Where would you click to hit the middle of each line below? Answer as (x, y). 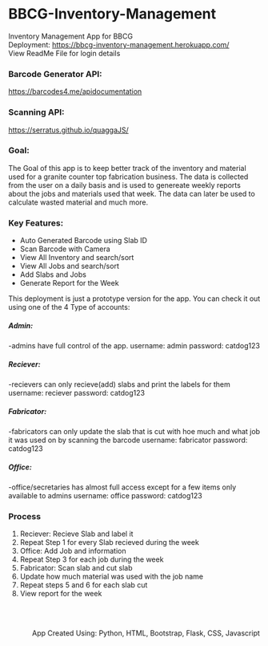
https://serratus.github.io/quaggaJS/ (69, 130)
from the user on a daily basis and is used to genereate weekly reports (125, 185)
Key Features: (36, 223)
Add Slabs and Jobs (53, 274)
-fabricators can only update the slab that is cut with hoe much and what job (134, 432)
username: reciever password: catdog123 (77, 393)
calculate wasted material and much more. (78, 202)
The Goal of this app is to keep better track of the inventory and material (127, 168)
